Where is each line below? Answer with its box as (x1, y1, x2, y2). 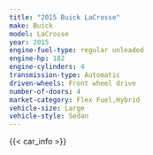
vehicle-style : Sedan (9, 112, 89, 120)
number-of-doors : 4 (9, 87, 81, 96)
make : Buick (9, 21, 53, 30)
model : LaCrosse (9, 29, 69, 38)
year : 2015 (9, 37, 50, 47)
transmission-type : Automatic (9, 71, 121, 80)
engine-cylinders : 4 (9, 63, 86, 72)
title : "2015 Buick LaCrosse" (9, 12, 121, 22)
